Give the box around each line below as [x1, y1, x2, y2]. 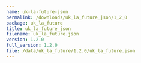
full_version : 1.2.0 [6, 43, 58, 49]
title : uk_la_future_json [6, 25, 71, 32]
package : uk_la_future [6, 20, 63, 26]
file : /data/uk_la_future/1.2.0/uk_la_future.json [6, 48, 136, 54]
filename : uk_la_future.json [6, 31, 79, 37]
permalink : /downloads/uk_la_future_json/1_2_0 [6, 14, 128, 20]
